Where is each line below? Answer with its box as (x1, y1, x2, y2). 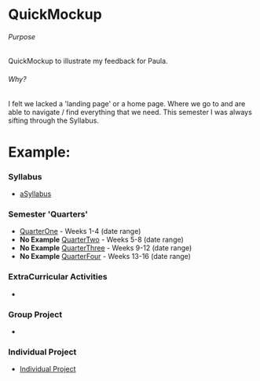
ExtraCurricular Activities (8, 272, 108, 283)
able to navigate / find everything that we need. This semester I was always (8, 107, 253, 117)
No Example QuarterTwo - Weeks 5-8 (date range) (19, 235, 185, 245)
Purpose (8, 31, 36, 41)
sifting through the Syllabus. (8, 116, 100, 125)
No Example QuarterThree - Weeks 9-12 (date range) (19, 243, 192, 253)
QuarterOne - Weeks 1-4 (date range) (19, 227, 141, 236)
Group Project (8, 309, 63, 320)
